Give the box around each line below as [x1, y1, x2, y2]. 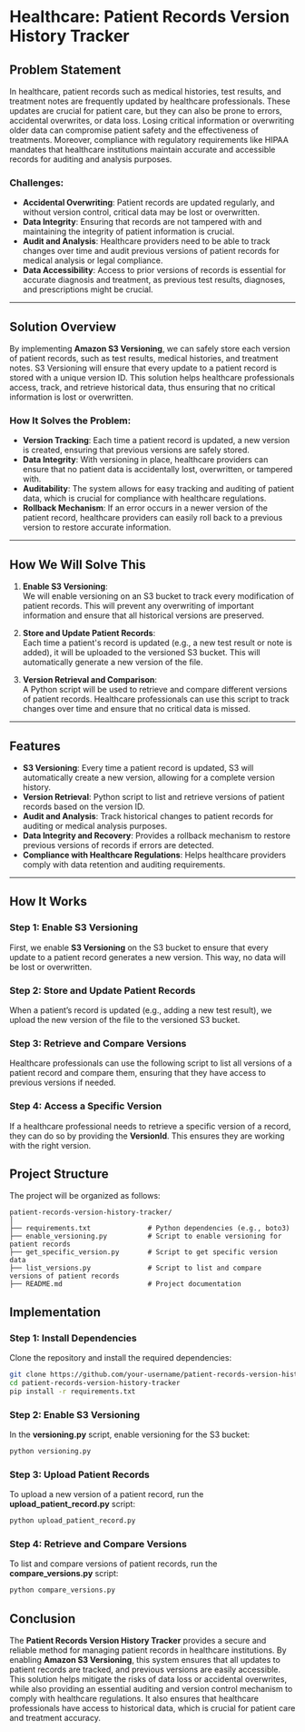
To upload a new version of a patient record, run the [9, 1489, 204, 1500]
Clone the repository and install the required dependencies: [9, 1352, 232, 1363]
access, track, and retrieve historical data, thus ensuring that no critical [9, 382, 276, 393]
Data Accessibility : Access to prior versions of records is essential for [22, 265, 286, 276]
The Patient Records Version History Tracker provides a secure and [9, 1636, 267, 1646]
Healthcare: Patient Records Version [9, 6, 290, 27]
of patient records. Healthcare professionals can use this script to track [22, 694, 290, 704]
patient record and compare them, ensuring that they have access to [9, 1068, 266, 1079]
